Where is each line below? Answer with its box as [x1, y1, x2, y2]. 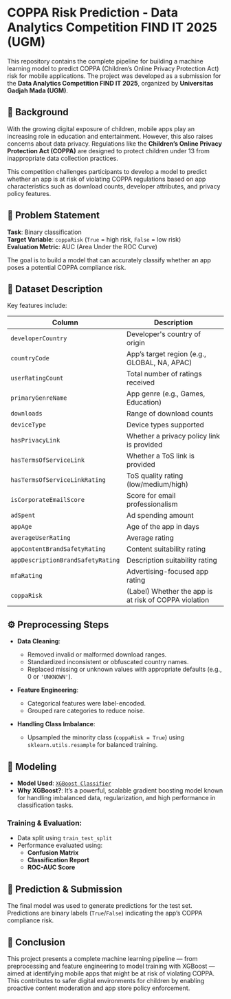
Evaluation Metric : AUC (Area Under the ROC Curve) [7, 242, 158, 251]
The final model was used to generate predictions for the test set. [7, 902, 192, 910]
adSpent [10, 512, 36, 519]
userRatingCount [10, 374, 64, 382]
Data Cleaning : [16, 637, 60, 646]
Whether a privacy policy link [126, 431, 221, 441]
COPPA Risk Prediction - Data [7, 5, 179, 21]
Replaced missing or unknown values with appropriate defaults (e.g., [27, 665, 222, 674]
